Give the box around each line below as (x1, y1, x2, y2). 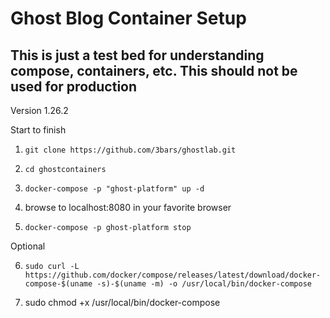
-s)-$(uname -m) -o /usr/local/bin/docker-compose (96, 279, 312, 289)
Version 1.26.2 (10, 105, 69, 116)
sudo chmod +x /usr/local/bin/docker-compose (24, 297, 221, 308)
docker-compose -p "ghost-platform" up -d (24, 184, 205, 194)
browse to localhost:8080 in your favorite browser (24, 202, 232, 213)
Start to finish (10, 124, 67, 136)
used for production (10, 78, 138, 95)
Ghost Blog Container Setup (10, 7, 247, 30)
